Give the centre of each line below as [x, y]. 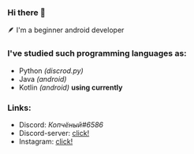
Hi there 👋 [27, 13]
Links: [19, 108]
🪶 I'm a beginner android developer [66, 30]
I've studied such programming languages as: [97, 53]
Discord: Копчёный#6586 [61, 124]
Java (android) [43, 79]
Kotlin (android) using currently [71, 87]
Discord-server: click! [54, 133]
